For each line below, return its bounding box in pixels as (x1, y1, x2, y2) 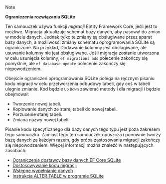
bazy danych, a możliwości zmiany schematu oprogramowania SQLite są (5, 39, 155, 45)
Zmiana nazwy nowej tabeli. (12, 117, 70, 122)
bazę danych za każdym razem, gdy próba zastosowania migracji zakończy (5, 137, 161, 143)
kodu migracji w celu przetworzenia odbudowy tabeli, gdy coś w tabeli (5, 81, 151, 87)
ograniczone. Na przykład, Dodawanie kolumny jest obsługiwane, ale (5, 45, 147, 50)
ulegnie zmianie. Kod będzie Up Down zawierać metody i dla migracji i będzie (5, 86, 161, 92)
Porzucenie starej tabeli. (12, 111, 62, 117)
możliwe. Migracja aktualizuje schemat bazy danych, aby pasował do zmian (5, 29, 161, 34)
